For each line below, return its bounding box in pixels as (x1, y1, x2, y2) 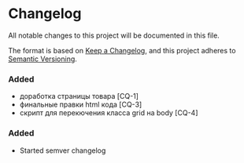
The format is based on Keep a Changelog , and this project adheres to (8, 45, 236, 55)
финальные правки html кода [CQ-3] (19, 100, 142, 110)
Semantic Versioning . (8, 54, 77, 63)
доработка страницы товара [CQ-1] (19, 92, 139, 101)
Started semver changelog (19, 146, 106, 155)
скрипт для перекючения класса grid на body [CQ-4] (19, 108, 198, 118)
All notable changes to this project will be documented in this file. (8, 31, 220, 40)
